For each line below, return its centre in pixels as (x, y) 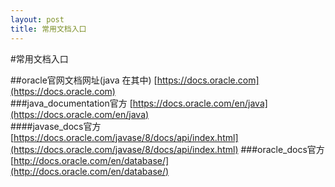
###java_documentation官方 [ (71, 103)
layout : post (37, 19)
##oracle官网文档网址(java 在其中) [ (84, 80)
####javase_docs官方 (56, 126)
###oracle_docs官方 (282, 149)
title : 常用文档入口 (48, 29)
